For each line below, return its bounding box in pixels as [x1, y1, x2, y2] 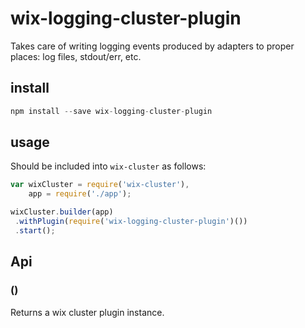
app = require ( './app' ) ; [28, 189, 132, 199]
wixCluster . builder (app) [10, 207, 114, 217]
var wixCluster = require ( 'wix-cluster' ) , [10, 180, 190, 190]
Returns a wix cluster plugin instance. [10, 306, 165, 318]
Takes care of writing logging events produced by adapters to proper [10, 40, 295, 52]
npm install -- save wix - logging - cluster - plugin [10, 106, 213, 116]
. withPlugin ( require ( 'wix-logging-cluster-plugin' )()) [14, 217, 248, 227]
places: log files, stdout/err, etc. [10, 50, 142, 62]
